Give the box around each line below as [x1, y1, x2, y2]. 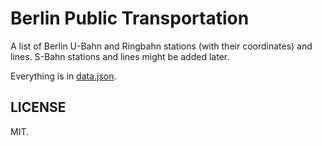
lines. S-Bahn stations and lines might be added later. [10, 50, 230, 62]
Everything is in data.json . [10, 70, 117, 82]
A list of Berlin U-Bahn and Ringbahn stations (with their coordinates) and [10, 40, 313, 52]
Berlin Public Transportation [10, 7, 250, 30]
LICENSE [10, 99, 67, 116]
